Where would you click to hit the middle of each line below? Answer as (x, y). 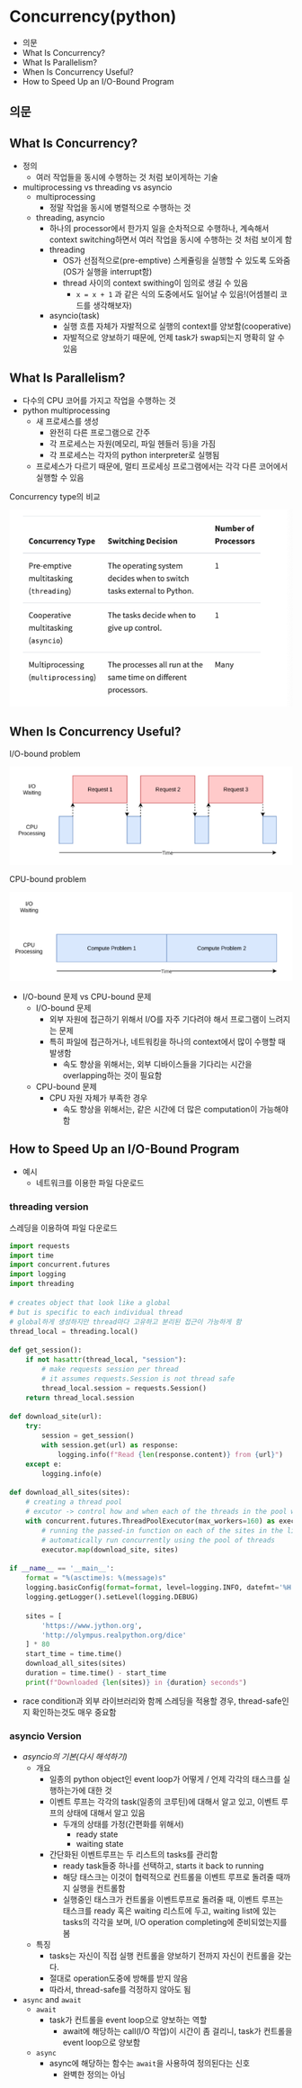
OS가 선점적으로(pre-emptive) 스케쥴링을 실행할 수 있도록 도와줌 (177, 261)
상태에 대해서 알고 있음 (106, 1813)
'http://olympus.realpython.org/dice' (114, 1635)
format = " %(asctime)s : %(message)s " (96, 1578)
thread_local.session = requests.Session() (124, 1388)
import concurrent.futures (60, 1265)
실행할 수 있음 (60, 477)
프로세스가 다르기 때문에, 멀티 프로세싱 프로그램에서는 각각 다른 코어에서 (162, 466)
